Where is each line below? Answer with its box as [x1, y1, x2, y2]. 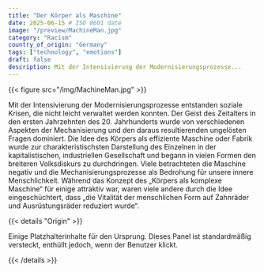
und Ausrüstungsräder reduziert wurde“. [8, 201, 140, 210]
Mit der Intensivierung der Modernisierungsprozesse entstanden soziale [8, 100, 243, 109]
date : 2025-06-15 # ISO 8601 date [8, 19, 123, 27]
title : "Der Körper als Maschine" [8, 11, 123, 20]
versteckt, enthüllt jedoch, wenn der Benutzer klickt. [8, 240, 178, 249]
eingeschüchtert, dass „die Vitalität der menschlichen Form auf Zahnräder [8, 192, 250, 202]
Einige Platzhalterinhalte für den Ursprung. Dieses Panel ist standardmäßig [8, 231, 251, 241]
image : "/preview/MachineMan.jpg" [8, 26, 123, 34]
